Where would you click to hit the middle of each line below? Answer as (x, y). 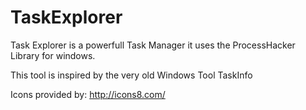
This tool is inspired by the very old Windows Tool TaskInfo (131, 75)
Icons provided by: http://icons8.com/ (88, 94)
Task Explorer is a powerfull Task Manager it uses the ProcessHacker (153, 45)
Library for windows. (53, 55)
